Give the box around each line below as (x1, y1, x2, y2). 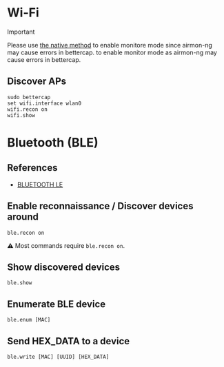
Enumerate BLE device (7, 298, 106, 310)
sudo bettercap (7, 94, 51, 101)
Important (7, 28, 35, 36)
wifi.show (7, 112, 36, 118)
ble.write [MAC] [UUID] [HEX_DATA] (7, 353, 110, 360)
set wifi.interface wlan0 (7, 100, 81, 107)
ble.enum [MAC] (7, 317, 51, 324)
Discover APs (7, 76, 67, 87)
